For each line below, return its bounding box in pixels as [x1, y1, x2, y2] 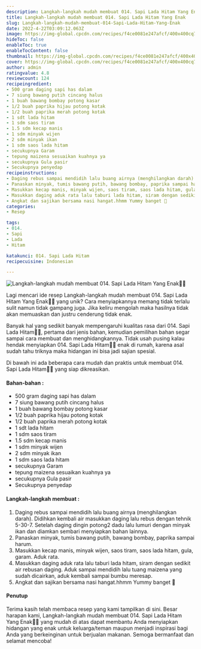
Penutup [6, 592, 28, 599]
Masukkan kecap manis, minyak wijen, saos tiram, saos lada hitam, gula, [14, 547, 193, 554]
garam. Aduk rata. [14, 553, 60, 560]
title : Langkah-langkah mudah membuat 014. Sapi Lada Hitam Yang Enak [6, 14, 186, 20]
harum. [14, 540, 33, 547]
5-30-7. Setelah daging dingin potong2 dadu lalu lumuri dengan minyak [14, 521, 190, 528]
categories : [6, 203, 36, 209]
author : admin [6, 64, 42, 71]
